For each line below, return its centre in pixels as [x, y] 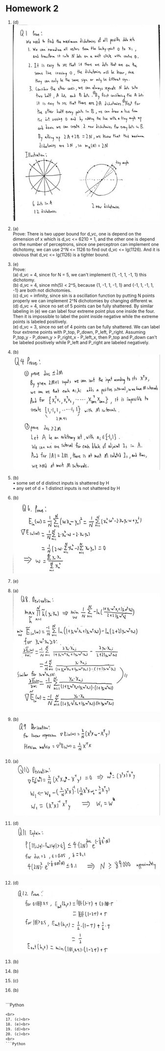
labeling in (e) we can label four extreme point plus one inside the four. [84, 311]
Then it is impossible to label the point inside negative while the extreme [85, 316]
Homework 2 [32, 9]
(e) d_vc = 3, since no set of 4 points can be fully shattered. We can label [86, 326]
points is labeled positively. [40, 322]
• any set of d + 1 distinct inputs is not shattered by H [66, 488]
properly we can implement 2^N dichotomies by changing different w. [83, 300]
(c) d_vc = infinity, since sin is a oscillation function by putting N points [83, 296]
